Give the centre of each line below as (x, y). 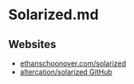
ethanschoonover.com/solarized (73, 63)
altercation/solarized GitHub (66, 72)
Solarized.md (53, 15)
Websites (32, 44)
